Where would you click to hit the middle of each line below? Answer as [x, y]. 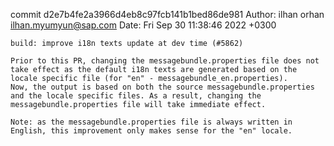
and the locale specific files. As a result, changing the [136, 96]
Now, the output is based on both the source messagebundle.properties [162, 87]
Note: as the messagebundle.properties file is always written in [151, 122]
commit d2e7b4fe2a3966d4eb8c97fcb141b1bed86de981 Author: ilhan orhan [167, 14]
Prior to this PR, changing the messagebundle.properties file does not [165, 61]
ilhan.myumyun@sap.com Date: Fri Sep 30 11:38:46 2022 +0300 [143, 25]
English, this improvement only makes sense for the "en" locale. [151, 131]
